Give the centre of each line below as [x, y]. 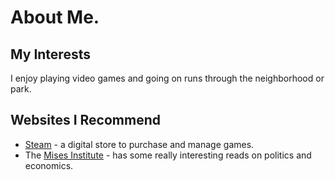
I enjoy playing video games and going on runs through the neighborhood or [167, 78]
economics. [49, 165]
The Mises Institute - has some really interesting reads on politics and [168, 155]
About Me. [55, 17]
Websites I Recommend [85, 120]
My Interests [50, 54]
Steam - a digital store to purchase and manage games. [139, 144]
